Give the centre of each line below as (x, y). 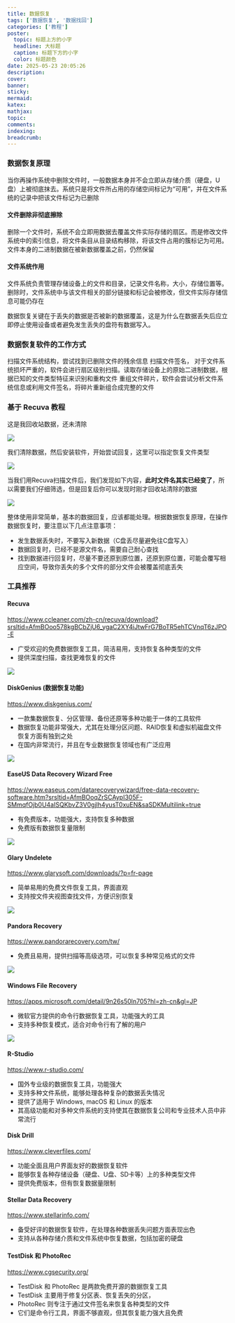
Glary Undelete (30, 857)
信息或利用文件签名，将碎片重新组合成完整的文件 (84, 388)
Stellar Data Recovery (40, 1200)
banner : (19, 85)
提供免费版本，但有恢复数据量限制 (66, 1183)
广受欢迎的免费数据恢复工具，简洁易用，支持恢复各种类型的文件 (109, 648)
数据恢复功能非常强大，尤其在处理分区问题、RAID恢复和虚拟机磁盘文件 (120, 727)
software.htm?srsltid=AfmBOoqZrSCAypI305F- (75, 797)
